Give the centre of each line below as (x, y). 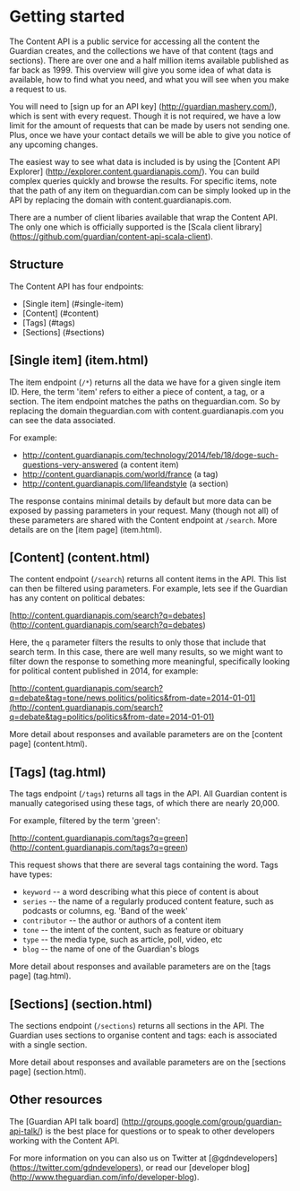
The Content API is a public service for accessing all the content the (135, 41)
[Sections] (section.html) (81, 1004)
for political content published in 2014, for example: (104, 671)
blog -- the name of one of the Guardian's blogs (111, 949)
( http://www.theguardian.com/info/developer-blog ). (104, 1177)
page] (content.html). (48, 744)
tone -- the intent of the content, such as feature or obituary (133, 930)
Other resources (56, 1100)
